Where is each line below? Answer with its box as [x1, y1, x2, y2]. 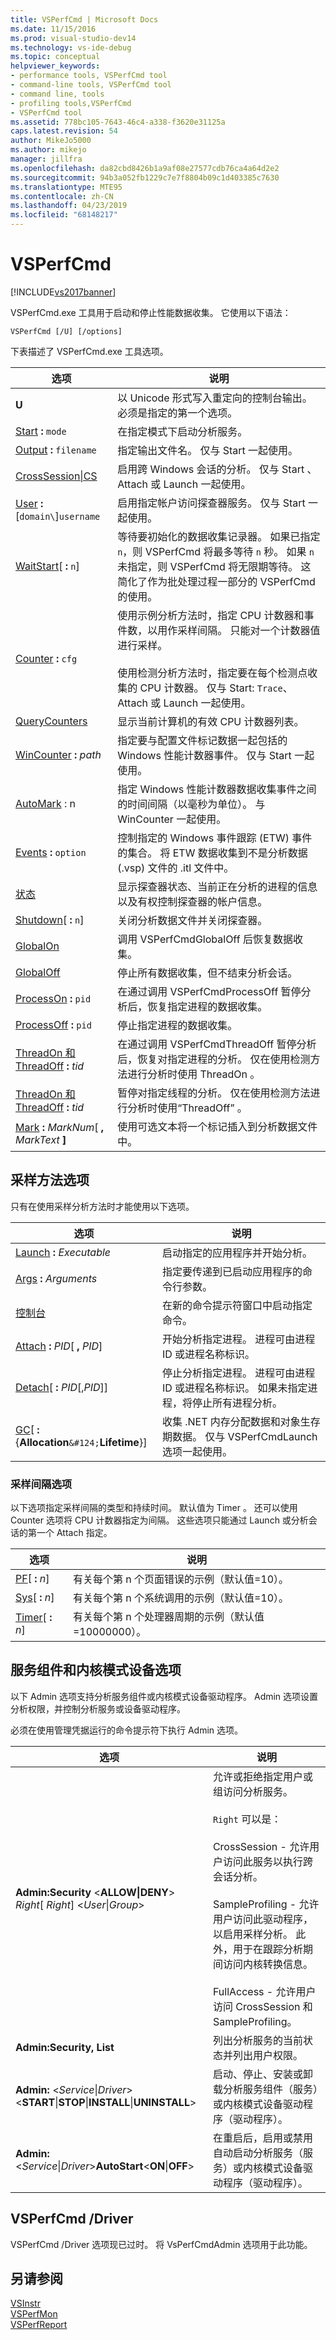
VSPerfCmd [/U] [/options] [10, 326, 123, 336]
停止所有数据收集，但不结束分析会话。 [117, 966, 298, 980]
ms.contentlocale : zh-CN [10, 191, 114, 201]
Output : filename [15, 442, 97, 456]
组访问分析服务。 [212, 1784, 293, 1798]
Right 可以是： [212, 1812, 282, 1826]
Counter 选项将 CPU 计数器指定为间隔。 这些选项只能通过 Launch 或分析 [10, 1514, 309, 1526]
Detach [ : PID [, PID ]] [15, 1380, 109, 1394]
